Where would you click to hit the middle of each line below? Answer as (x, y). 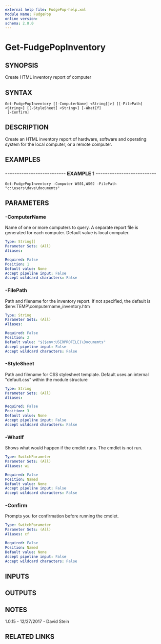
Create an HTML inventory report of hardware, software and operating (76, 139)
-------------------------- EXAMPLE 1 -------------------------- (81, 174)
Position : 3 (17, 411)
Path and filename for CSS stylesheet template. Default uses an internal (77, 374)
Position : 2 (17, 338)
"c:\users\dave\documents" (32, 188)
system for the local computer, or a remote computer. (59, 144)
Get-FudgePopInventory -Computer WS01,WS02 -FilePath (61, 184)
